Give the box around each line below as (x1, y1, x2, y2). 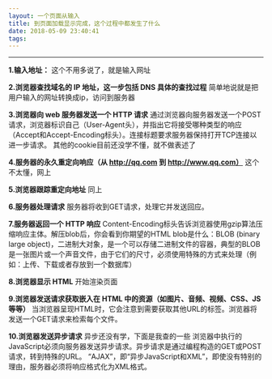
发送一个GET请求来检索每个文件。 (8, 314, 122, 324)
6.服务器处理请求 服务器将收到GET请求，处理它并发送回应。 (8, 202, 209, 211)
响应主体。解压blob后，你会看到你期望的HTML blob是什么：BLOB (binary (15, 229, 261, 239)
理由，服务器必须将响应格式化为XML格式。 (8, 362, 152, 372)
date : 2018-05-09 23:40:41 (8, 27, 100, 35)
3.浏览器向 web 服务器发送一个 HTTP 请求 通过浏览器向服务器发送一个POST (8, 110, 261, 120)
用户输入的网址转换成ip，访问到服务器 (8, 92, 135, 102)
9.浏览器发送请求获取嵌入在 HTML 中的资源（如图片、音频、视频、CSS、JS (8, 294, 261, 304)
